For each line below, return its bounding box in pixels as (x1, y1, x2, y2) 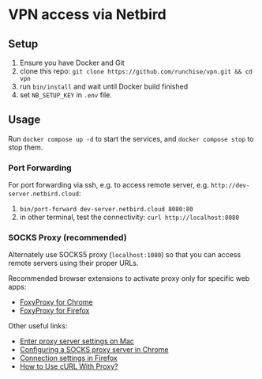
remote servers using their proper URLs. (8, 259, 139, 268)
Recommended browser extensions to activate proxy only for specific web (8, 274, 250, 283)
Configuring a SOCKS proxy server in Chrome (19, 345, 169, 354)
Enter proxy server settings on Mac (19, 336, 134, 346)
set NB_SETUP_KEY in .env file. (19, 90, 113, 100)
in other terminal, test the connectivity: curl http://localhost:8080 (19, 212, 239, 222)
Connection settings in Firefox (19, 354, 118, 363)
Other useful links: (8, 321, 68, 331)
